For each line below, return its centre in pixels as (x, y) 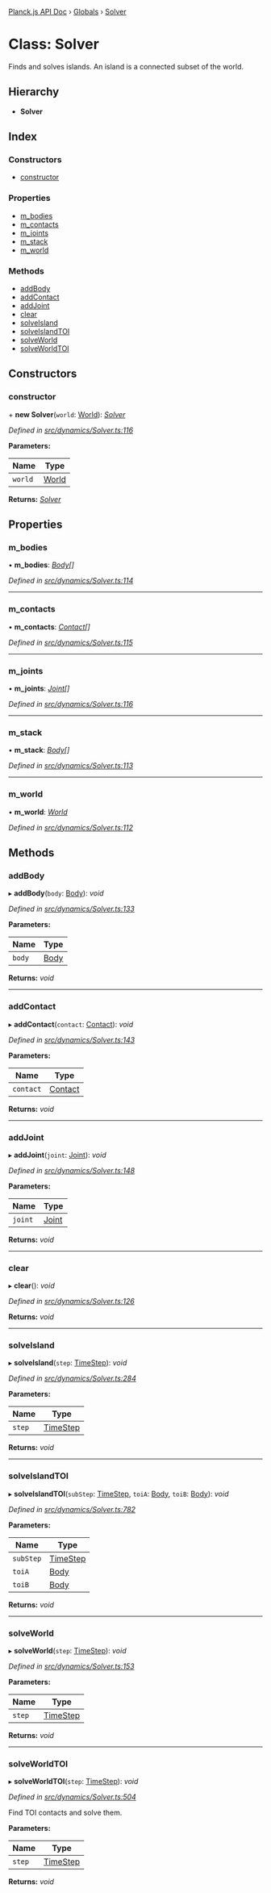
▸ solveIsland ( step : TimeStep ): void (68, 1363)
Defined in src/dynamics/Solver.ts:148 (72, 1170)
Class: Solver (54, 44)
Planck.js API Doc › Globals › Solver (67, 12)
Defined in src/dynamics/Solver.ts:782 (72, 1509)
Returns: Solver (35, 499)
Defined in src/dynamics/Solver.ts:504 (73, 1797)
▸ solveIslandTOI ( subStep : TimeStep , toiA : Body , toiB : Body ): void (119, 1494)
